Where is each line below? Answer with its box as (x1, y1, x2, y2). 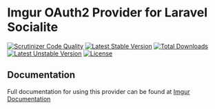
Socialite (7, 19, 59, 35)
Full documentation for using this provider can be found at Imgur (7, 87, 191, 95)
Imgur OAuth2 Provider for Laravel (7, 5, 208, 21)
